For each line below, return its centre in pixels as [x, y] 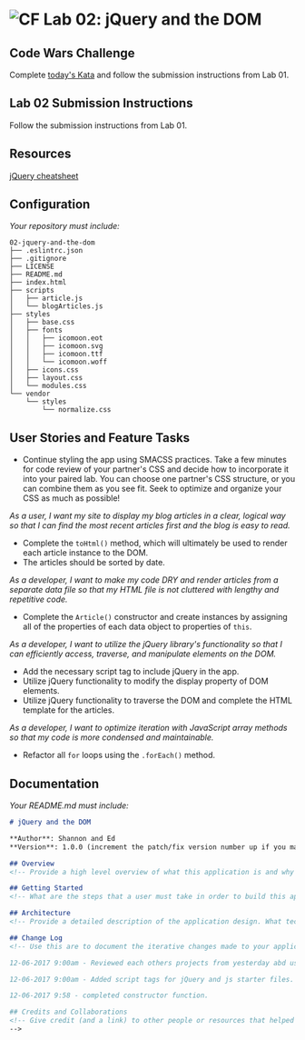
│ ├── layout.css [46, 378]
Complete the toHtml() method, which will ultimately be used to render [155, 543]
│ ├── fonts [36, 330]
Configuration [50, 205]
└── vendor [30, 394]
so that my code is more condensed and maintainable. [112, 737]
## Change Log [36, 938]
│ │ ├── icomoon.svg [56, 346]
